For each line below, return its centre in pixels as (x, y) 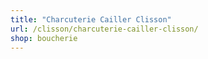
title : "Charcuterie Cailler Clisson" (91, 19)
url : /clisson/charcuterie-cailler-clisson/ (104, 29)
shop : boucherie (44, 38)
